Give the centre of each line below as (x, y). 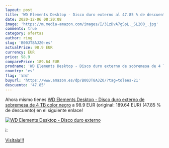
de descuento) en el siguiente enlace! (44, 110)
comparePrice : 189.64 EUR (32, 62)
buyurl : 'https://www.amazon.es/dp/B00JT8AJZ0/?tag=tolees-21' (73, 80)
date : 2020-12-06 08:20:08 (33, 19)
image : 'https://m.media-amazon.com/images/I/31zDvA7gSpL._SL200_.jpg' (82, 24)
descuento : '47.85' (26, 85)
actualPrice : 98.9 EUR (29, 47)
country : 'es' (20, 71)
